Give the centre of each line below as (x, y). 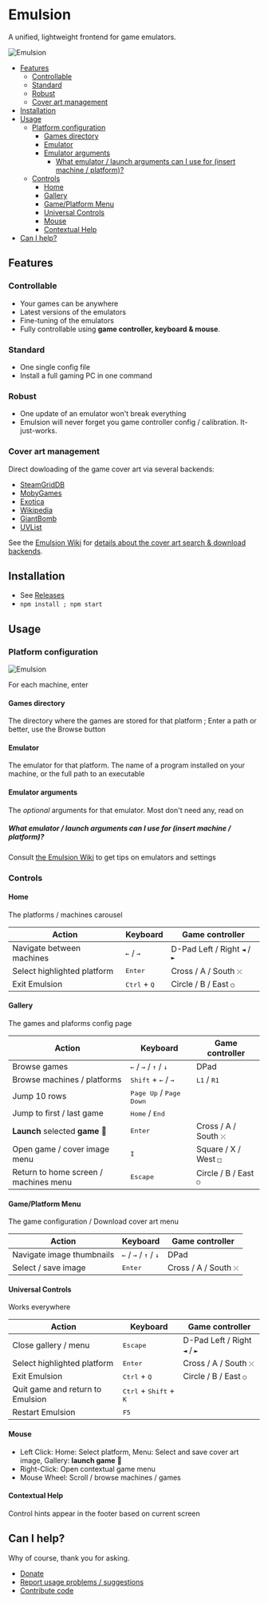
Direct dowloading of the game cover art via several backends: (112, 469)
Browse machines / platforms (67, 1080)
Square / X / (219, 1148)
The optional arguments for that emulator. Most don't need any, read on (126, 810)
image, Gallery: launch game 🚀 (71, 1460)
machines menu (42, 1182)
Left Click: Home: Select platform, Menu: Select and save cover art (129, 1452)
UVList (31, 527)
